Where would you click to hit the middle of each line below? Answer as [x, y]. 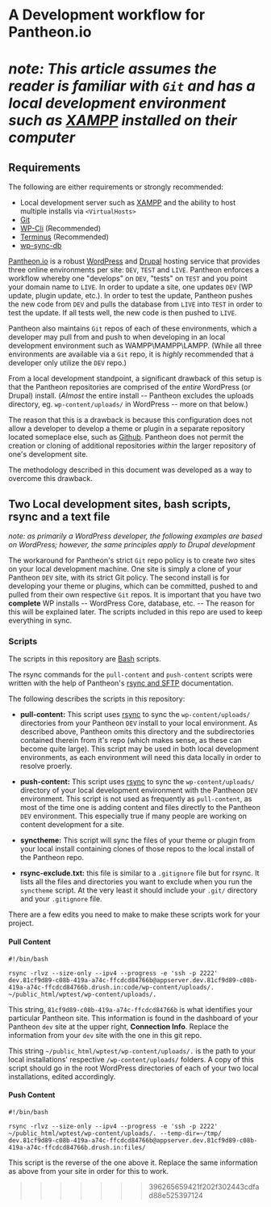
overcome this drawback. [50, 479]
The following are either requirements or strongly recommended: [116, 187]
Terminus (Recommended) [64, 237]
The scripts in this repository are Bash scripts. [85, 659]
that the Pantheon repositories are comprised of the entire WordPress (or [130, 387]
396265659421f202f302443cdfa [204, 1187]
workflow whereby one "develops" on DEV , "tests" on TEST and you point [128, 279]
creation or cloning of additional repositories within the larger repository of [132, 445]
